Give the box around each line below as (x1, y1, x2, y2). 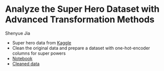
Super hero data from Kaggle (12, 39, 71, 45)
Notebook (12, 55, 33, 61)
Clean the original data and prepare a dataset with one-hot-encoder (12, 45, 150, 51)
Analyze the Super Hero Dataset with (5, 3, 160, 15)
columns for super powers (12, 50, 66, 56)
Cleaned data (12, 61, 40, 67)
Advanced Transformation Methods (5, 14, 155, 25)
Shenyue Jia (5, 30, 31, 36)
